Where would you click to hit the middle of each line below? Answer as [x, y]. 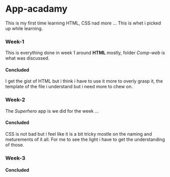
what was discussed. [27, 58]
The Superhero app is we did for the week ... [52, 111]
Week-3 [15, 158]
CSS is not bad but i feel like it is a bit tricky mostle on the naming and [79, 134]
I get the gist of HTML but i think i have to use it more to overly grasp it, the [84, 81]
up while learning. [24, 28]
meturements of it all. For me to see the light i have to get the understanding [85, 139]
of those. [15, 145]
